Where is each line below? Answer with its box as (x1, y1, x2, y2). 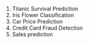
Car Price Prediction (12, 18, 63, 25)
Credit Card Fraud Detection (12, 24, 84, 31)
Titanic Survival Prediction (12, 5, 79, 12)
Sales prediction (12, 31, 53, 38)
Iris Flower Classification (12, 11, 74, 19)
